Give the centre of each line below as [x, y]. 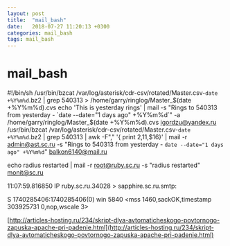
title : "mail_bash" [37, 20]
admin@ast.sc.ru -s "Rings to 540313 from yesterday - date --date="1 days [115, 144]
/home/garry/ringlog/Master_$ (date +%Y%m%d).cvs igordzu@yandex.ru [112, 123]
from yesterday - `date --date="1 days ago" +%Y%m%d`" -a [94, 115]
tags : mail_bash [30, 39]
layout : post [26, 14]
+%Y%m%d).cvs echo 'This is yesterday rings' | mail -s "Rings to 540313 [112, 107]
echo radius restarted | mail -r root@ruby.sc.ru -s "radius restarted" [104, 165]
